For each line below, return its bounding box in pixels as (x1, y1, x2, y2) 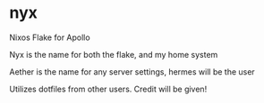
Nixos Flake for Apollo (9, 32, 91, 43)
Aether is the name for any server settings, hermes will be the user (9, 66, 255, 77)
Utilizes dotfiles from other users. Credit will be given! (9, 83, 208, 94)
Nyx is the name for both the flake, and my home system (9, 49, 218, 59)
